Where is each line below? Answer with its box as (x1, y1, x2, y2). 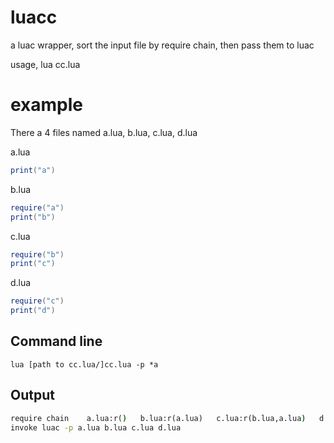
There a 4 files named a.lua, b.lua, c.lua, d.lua (10, 126, 198, 138)
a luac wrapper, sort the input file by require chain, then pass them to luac (10, 39, 315, 51)
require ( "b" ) (10, 249, 65, 260)
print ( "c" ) (10, 259, 56, 269)
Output (10, 387, 55, 404)
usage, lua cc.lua (10, 58, 81, 70)
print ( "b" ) (10, 212, 56, 222)
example (10, 94, 84, 116)
